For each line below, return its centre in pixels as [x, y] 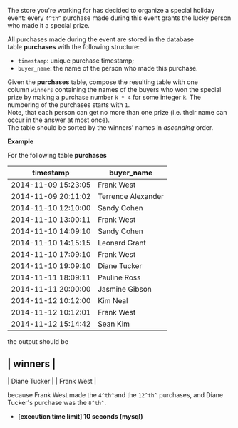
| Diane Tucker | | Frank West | [52, 381]
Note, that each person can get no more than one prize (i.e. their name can [117, 112]
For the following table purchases [57, 155]
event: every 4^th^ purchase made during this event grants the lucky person [119, 18]
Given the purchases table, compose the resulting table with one [103, 82]
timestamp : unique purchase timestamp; [76, 61]
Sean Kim [114, 324]
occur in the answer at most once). [59, 120]
